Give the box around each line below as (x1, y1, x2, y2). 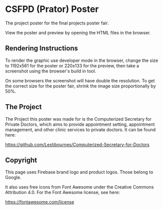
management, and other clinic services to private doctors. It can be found (5, 126, 156, 133)
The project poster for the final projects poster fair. (5, 20, 109, 26)
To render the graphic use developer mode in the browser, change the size (5, 57, 158, 63)
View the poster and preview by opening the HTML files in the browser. (5, 29, 151, 35)
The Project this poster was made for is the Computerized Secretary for (5, 116, 152, 122)
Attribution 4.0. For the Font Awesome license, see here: (5, 190, 120, 196)
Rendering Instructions (5, 44, 79, 53)
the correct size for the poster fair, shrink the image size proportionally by (5, 83, 156, 89)
